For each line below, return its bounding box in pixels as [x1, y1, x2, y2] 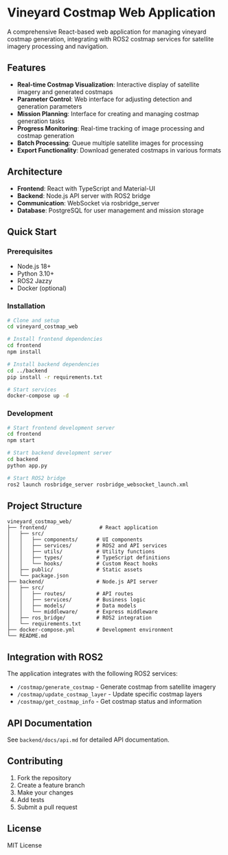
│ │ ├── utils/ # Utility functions [7, 548, 155, 555]
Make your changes [16, 788, 73, 797]
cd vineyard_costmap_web [7, 323, 78, 331]
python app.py [7, 462, 48, 469]
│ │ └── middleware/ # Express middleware [7, 608, 158, 616]
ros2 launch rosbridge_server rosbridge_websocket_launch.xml [7, 481, 189, 488]
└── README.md [7, 632, 48, 640]
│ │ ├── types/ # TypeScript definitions [7, 555, 170, 562]
